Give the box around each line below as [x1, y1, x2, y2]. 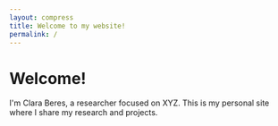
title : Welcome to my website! [9, 21, 126, 30]
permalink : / [9, 29, 58, 38]
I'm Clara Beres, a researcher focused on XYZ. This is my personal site [9, 97, 270, 108]
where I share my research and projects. [9, 107, 158, 118]
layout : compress [9, 13, 74, 22]
